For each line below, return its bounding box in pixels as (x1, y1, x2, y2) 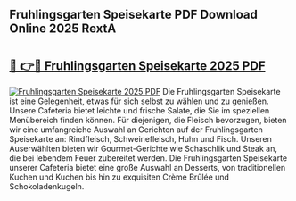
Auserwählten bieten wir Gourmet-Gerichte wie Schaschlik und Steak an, (9, 143, 278, 154)
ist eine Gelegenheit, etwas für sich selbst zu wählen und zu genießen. (9, 96, 269, 106)
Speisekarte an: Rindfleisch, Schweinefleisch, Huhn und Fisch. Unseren (9, 134, 272, 144)
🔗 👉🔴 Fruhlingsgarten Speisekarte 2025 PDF (9, 58, 266, 73)
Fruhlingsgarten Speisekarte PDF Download (9, 7, 259, 22)
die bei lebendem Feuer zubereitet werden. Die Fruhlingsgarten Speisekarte (9, 153, 288, 163)
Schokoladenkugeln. (9, 181, 85, 191)
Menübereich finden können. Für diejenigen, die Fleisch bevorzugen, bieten (9, 115, 287, 125)
